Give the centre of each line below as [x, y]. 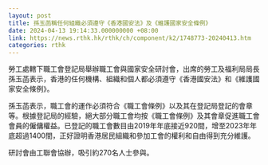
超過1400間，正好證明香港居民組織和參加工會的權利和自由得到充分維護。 [135, 136]
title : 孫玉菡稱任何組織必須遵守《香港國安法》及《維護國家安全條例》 [110, 23]
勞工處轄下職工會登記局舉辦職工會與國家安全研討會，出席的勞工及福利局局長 [134, 69]
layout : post [30, 16]
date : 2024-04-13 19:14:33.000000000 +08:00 [83, 30]
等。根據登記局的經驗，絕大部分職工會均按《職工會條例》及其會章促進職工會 [134, 116]
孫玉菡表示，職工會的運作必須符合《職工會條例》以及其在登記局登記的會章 [130, 106]
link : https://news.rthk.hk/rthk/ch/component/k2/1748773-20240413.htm [130, 38]
